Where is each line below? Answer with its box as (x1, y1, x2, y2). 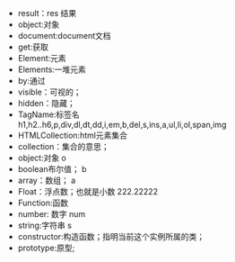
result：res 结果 (17, 8, 77, 18)
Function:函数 (17, 197, 69, 208)
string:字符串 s (17, 220, 72, 230)
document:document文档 (17, 31, 111, 41)
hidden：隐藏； (17, 98, 76, 108)
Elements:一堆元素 (17, 64, 87, 75)
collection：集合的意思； (17, 141, 109, 151)
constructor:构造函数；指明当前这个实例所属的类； (17, 231, 205, 241)
